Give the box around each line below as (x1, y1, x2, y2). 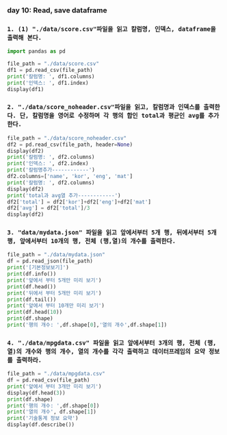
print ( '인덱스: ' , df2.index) (7, 160, 89, 167)
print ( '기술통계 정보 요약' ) (7, 415, 79, 422)
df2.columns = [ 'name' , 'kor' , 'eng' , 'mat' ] (7, 173, 133, 180)
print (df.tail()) (7, 296, 57, 303)
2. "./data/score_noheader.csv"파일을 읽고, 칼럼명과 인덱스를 (7, 103, 200, 111)
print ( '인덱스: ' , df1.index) (7, 79, 89, 86)
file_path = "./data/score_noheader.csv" (7, 134, 127, 142)
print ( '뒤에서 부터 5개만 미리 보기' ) (7, 290, 102, 297)
